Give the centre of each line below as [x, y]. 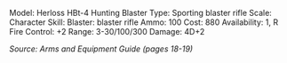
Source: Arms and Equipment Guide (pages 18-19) [101, 49]
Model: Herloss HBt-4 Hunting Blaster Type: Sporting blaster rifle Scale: [141, 13]
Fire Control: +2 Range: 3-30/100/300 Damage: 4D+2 [107, 31]
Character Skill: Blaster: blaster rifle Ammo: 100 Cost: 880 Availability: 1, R [143, 22]
